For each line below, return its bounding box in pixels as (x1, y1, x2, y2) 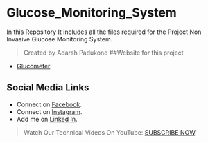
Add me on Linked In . (16, 115, 78, 123)
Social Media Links (6, 82, 89, 94)
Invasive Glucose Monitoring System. (6, 35, 113, 43)
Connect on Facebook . (16, 100, 83, 108)
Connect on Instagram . (16, 107, 83, 115)
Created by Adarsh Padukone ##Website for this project (23, 48, 184, 57)
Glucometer (16, 61, 51, 70)
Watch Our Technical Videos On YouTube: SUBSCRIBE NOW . (23, 128, 197, 136)
